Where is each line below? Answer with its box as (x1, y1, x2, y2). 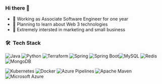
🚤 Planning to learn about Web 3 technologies (12, 21, 108, 27)
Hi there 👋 (5, 5, 30, 12)
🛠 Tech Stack (5, 40, 41, 47)
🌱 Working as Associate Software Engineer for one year (12, 16, 129, 22)
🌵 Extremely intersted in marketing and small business (12, 27, 125, 33)
